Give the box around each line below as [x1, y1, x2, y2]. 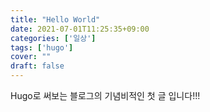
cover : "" [10, 52, 52, 62]
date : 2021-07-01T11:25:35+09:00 [10, 24, 150, 34]
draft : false [10, 61, 65, 71]
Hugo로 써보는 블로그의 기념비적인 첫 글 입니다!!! [10, 90, 201, 101]
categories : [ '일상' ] [10, 33, 97, 43]
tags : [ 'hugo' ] [10, 42, 74, 53]
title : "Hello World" [10, 14, 101, 25]
